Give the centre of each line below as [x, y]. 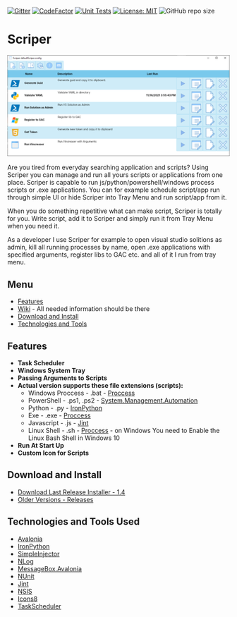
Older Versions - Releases [55, 499]
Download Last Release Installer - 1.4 [71, 492]
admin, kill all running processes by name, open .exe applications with [109, 248]
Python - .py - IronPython [65, 408]
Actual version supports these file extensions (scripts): [100, 385]
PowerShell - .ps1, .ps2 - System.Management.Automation [113, 400]
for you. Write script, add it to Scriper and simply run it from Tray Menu [110, 219]
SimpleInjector [38, 554]
